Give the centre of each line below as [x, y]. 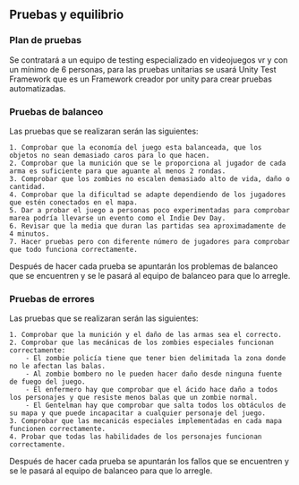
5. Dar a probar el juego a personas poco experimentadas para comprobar [150, 210]
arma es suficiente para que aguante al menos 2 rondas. [118, 171]
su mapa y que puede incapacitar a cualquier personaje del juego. [138, 413]
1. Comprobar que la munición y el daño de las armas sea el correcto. [145, 335]
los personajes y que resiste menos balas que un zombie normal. [133, 398]
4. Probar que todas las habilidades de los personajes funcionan [136, 437]
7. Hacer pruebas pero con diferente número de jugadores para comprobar [150, 241]
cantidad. [28, 186]
